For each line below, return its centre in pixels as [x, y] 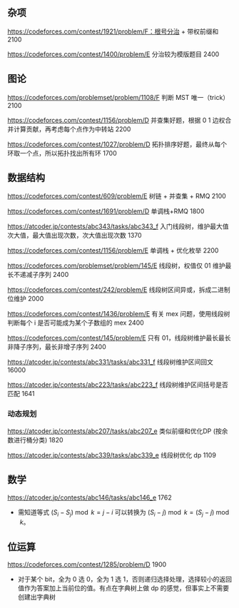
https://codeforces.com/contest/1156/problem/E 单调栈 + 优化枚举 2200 [113, 250]
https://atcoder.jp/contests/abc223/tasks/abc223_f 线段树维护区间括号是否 [118, 385]
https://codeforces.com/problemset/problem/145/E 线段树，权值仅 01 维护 [116, 265]
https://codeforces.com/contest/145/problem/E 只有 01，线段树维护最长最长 [119, 338]
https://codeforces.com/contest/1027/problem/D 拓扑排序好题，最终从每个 [117, 144]
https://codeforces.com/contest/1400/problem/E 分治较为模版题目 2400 [113, 54]
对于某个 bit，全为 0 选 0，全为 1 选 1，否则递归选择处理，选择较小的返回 [124, 579]
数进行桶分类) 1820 [35, 440]
